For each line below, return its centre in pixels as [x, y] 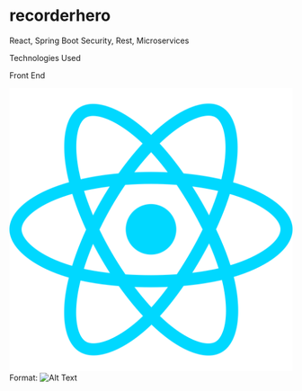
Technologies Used [45, 58]
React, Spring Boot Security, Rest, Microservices [99, 40]
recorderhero [60, 16]
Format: [24, 378]
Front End [27, 75]
